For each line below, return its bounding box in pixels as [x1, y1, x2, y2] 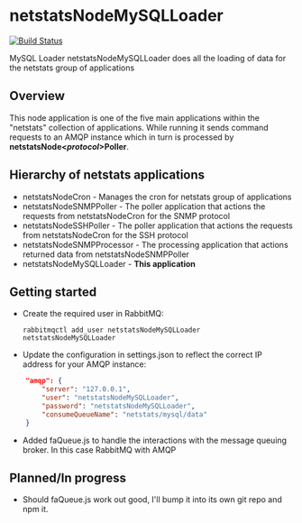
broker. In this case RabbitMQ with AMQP [22, 444, 177, 455]
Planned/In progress [9, 471, 126, 486]
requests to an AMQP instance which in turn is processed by [9, 132, 234, 142]
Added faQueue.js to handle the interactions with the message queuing [22, 435, 287, 445]
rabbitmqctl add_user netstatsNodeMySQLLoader [22, 326, 201, 335]
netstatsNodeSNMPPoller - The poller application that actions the [22, 200, 266, 212]
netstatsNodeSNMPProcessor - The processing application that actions [22, 239, 288, 250]
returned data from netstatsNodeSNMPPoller [22, 249, 189, 260]
